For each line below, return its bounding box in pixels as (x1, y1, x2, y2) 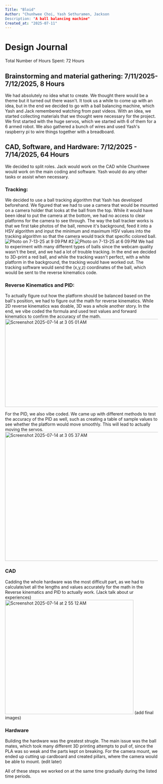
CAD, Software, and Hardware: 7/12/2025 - (5, 143, 137, 151)
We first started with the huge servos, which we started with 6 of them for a (5, 118, 157, 124)
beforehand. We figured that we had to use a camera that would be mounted (5, 202, 158, 208)
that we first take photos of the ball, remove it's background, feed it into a (5, 223, 152, 229)
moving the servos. (5, 427, 44, 432)
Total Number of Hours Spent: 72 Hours (5, 58, 85, 64)
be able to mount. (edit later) (5, 759, 62, 764)
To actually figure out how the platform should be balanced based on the (5, 293, 150, 299)
